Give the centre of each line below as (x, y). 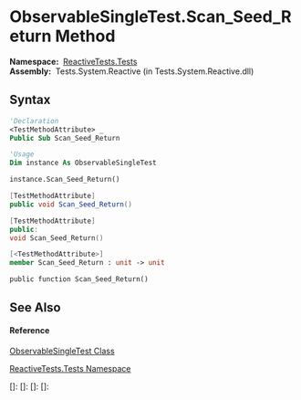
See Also (35, 307)
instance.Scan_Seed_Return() (65, 180)
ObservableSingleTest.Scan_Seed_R (150, 17)
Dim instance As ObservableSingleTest (83, 163)
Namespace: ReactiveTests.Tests (73, 61)
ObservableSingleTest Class (62, 351)
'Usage (22, 154)
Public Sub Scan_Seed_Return (65, 138)
